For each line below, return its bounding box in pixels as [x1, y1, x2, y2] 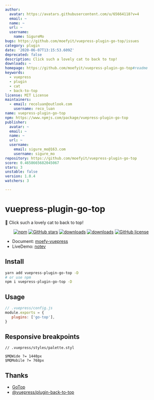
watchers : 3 [5, 178, 29, 183]
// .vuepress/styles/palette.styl [5, 345, 75, 351]
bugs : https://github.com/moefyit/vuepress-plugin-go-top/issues [5, 39, 139, 44]
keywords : [5, 70, 25, 75]
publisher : [5, 120, 27, 125]
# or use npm [5, 275, 31, 280]
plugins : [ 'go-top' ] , [11, 315, 55, 320]
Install [5, 257, 24, 266]
